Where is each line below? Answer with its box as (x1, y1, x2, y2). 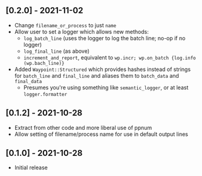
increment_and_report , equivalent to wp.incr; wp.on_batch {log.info (23, 53, 196, 61)
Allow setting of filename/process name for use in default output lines (14, 130, 189, 138)
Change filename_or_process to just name (14, 21, 117, 29)
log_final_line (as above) (23, 47, 90, 55)
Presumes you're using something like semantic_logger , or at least (23, 84, 189, 91)
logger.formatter (23, 91, 68, 97)
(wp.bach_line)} (23, 60, 65, 66)
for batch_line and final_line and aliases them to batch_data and (14, 72, 180, 79)
